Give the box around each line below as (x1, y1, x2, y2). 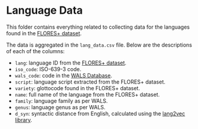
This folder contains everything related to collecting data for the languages (6, 23, 190, 30)
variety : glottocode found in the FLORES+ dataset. (14, 84, 140, 91)
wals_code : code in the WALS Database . (14, 72, 112, 79)
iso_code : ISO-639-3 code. (14, 65, 82, 72)
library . (14, 116, 33, 123)
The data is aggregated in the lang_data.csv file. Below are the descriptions (6, 41, 193, 48)
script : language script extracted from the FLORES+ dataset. (14, 78, 166, 85)
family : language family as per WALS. (14, 97, 109, 105)
